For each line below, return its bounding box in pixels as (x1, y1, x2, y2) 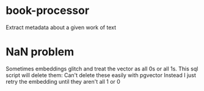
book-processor (5, 4, 90, 18)
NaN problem (5, 45, 75, 59)
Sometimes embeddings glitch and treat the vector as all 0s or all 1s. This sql (5, 65, 199, 72)
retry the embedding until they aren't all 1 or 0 (5, 78, 120, 85)
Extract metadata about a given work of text (5, 24, 117, 31)
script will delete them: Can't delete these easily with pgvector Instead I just (5, 71, 197, 79)
